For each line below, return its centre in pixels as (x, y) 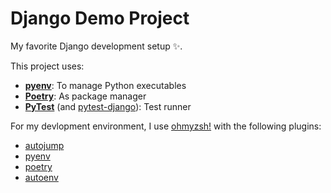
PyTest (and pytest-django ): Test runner (108, 106)
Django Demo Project (100, 18)
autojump (44, 145)
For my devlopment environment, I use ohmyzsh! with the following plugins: (166, 126)
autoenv (41, 177)
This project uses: (47, 66)
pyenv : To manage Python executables (105, 85)
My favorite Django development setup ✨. (96, 46)
